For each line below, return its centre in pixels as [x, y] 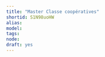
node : [13, 39]
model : [14, 28]
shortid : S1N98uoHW [30, 17]
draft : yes [20, 45]
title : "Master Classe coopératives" [53, 12]
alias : [14, 23]
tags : [13, 34]
